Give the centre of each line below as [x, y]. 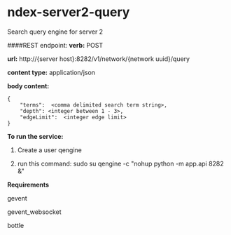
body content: [28, 86]
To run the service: [35, 136]
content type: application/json [51, 72]
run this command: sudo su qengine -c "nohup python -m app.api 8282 [120, 163]
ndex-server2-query [69, 12]
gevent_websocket [34, 212]
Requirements [28, 184]
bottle [16, 225]
